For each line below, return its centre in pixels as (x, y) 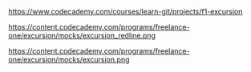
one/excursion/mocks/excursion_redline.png (82, 36)
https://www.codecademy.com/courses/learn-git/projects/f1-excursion (125, 12)
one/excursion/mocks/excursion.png (69, 60)
